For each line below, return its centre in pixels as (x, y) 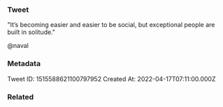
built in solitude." (31, 32)
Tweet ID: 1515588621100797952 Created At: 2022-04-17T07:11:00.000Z (111, 79)
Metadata (24, 64)
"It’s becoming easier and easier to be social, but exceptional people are (111, 25)
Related (21, 97)
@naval (18, 46)
